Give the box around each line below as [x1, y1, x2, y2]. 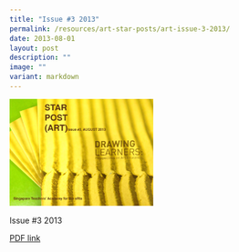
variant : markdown [9, 73, 79, 82]
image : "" [9, 63, 47, 72]
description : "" [9, 53, 71, 63]
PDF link [9, 233, 41, 244]
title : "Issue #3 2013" [9, 15, 100, 24]
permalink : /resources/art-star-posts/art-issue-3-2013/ [9, 24, 231, 34]
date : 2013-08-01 [9, 34, 76, 43]
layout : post [9, 44, 59, 53]
